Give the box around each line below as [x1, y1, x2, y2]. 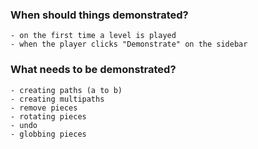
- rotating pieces [10, 111, 87, 122]
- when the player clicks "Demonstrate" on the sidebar [10, 39, 248, 50]
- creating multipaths [10, 94, 105, 104]
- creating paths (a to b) [10, 85, 123, 95]
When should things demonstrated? [10, 8, 189, 22]
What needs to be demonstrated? [10, 63, 177, 77]
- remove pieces [10, 103, 78, 113]
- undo [10, 120, 38, 130]
